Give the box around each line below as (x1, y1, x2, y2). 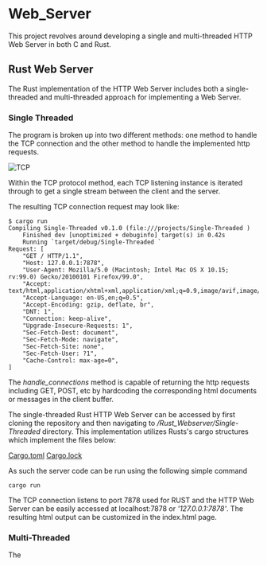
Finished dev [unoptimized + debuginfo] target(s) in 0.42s (22, 232, 226, 240)
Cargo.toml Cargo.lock (8, 451, 83, 460)
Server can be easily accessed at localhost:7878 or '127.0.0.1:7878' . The (8, 504, 244, 513)
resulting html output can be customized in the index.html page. (8, 513, 217, 522)
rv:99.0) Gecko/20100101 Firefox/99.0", (8, 273, 145, 281)
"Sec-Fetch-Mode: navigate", (22, 336, 119, 344)
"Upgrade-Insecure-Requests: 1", (22, 322, 133, 330)
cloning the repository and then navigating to (8, 419, 156, 428)
